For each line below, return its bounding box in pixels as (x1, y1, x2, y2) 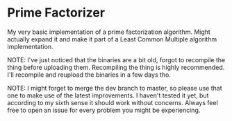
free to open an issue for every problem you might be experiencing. (7, 106, 201, 114)
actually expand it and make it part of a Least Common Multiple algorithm (7, 35, 217, 43)
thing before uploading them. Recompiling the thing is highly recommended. (7, 63, 225, 71)
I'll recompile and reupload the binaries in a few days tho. (7, 71, 172, 79)
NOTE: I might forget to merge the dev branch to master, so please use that (7, 84, 222, 92)
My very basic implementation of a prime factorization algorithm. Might (7, 28, 210, 36)
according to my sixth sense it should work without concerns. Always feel (7, 98, 219, 106)
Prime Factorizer (7, 5, 106, 21)
